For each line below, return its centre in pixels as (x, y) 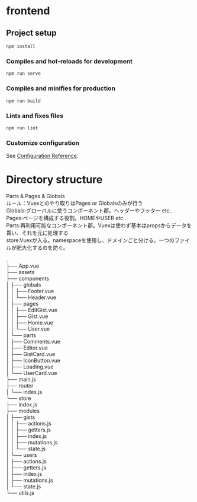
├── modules (23, 411)
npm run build (24, 101)
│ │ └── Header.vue (31, 297)
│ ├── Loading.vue (30, 367)
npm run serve (24, 74)
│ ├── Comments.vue (33, 342)
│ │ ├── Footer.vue (30, 291)
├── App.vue (23, 266)
